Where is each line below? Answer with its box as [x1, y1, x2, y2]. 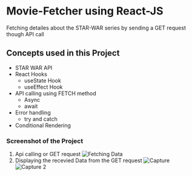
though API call [6, 30, 44, 37]
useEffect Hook [24, 83, 63, 90]
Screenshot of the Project [6, 137, 84, 145]
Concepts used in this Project [6, 48, 120, 58]
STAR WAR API [15, 64, 53, 71]
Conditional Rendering [15, 122, 71, 129]
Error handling [15, 108, 51, 116]
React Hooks [15, 71, 47, 78]
